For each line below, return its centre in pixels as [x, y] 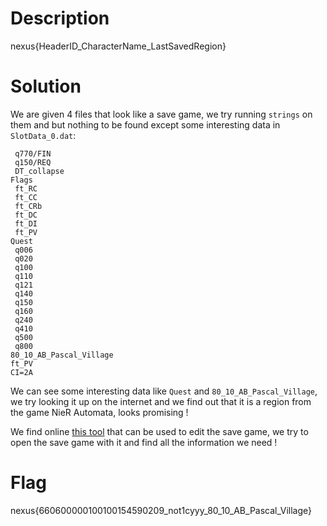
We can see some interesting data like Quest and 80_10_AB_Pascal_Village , [164, 391]
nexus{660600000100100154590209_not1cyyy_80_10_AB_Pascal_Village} [161, 510]
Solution [46, 86]
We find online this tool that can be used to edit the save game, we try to [159, 431]
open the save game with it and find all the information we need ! [144, 442]
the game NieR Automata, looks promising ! [99, 412]
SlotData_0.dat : [43, 135]
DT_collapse [39, 171]
